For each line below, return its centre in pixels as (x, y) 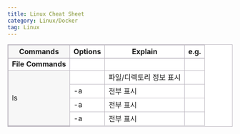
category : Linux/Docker (43, 21)
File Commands (39, 64)
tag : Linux (24, 27)
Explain (145, 52)
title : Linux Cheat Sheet (46, 14)
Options (87, 52)
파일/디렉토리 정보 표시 (144, 78)
